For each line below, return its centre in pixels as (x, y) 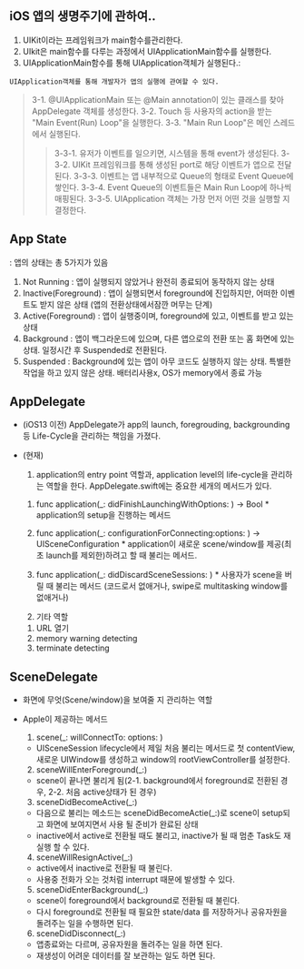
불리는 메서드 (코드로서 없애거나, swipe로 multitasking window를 (172, 586)
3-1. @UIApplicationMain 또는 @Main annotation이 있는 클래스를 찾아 (157, 99)
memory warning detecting (87, 639)
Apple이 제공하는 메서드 (65, 719)
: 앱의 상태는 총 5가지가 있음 (59, 262)
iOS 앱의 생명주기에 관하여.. (83, 16)
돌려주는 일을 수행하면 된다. (84, 924)
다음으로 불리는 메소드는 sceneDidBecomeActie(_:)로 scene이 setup (159, 813)
